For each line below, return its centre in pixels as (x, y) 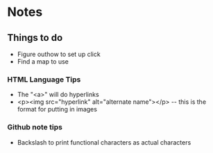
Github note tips (35, 127)
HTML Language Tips (44, 79)
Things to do (35, 38)
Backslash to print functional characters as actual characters (104, 142)
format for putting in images (57, 109)
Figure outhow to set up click (59, 54)
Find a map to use (43, 62)
